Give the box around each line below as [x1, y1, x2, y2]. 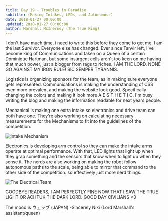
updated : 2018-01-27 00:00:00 [5, 21, 69, 27]
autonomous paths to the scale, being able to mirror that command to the [5, 164, 156, 170]
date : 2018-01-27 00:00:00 [5, 17, 62, 22]
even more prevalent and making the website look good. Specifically [5, 87, 147, 93]
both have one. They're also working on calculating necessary [5, 113, 134, 119]
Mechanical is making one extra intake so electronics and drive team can [5, 107, 156, 114]
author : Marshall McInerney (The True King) [5, 26, 100, 31]
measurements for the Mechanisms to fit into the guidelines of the [5, 118, 142, 124]
